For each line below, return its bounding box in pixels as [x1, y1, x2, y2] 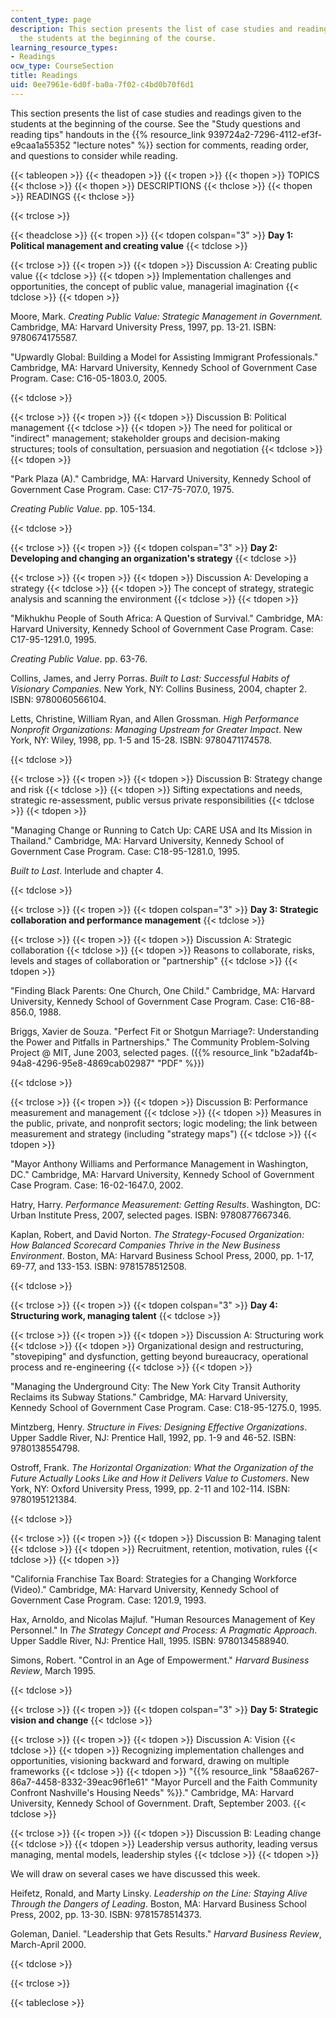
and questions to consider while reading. [10, 149, 178, 161]
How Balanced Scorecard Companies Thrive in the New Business [10, 1239, 281, 1251]
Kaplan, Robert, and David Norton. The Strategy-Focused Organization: [10, 1228, 305, 1240]
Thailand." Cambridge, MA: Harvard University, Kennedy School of [10, 834, 285, 846]
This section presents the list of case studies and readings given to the [10, 107, 302, 119]
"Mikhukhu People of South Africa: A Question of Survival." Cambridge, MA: [10, 612, 324, 624]
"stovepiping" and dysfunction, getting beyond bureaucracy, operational [10, 1350, 309, 1362]
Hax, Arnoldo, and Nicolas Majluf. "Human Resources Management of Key [10, 1613, 316, 1625]
